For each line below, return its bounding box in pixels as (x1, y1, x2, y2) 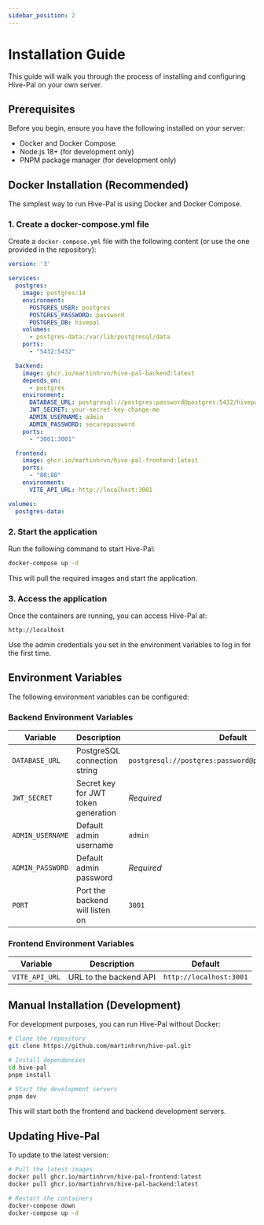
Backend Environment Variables (8, 712, 134, 723)
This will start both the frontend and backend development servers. (8, 1107, 226, 1116)
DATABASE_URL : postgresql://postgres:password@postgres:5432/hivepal (28, 398, 262, 406)
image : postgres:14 (22, 289, 86, 298)
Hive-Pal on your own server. (8, 80, 103, 89)
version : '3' (8, 261, 51, 268)
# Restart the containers (8, 1194, 93, 1202)
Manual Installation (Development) (8, 998, 181, 1012)
